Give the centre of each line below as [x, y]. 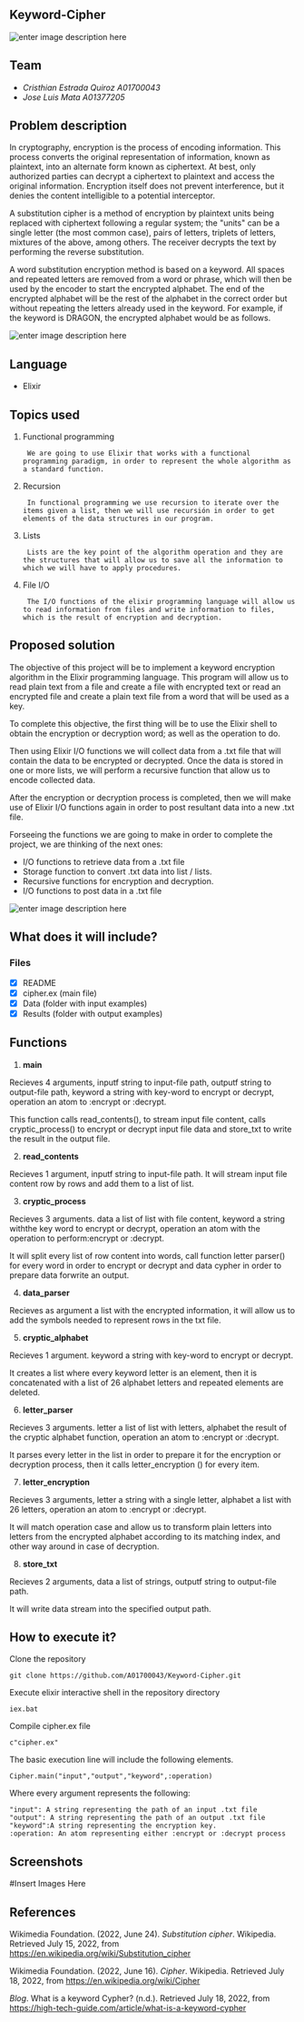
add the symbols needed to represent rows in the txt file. [115, 1320]
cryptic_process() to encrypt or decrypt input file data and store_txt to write [151, 1129]
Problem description [68, 126]
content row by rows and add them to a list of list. [102, 1183]
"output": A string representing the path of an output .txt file [137, 1818]
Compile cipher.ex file [50, 1726]
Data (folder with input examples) [85, 1003]
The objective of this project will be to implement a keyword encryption [142, 667]
